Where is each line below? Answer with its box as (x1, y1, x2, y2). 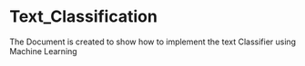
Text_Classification (9, 6, 158, 27)
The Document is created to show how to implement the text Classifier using (9, 36, 297, 47)
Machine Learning (9, 45, 77, 56)
